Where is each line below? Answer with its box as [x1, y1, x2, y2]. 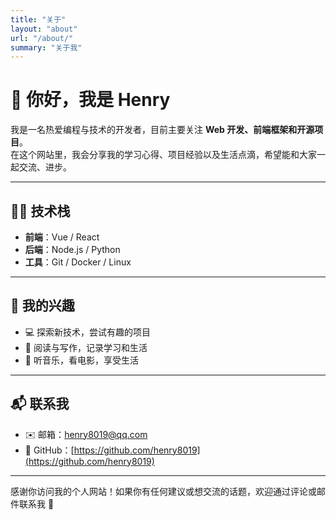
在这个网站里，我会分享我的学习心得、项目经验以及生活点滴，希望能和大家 [10, 149, 317, 161]
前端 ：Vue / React [24, 231, 100, 243]
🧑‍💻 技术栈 [10, 202, 71, 220]
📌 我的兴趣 [10, 297, 75, 315]
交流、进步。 [18, 161, 72, 173]
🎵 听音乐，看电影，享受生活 [24, 354, 139, 366]
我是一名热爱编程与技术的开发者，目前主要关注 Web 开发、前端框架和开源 [10, 124, 315, 136]
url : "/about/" [10, 33, 74, 43]
